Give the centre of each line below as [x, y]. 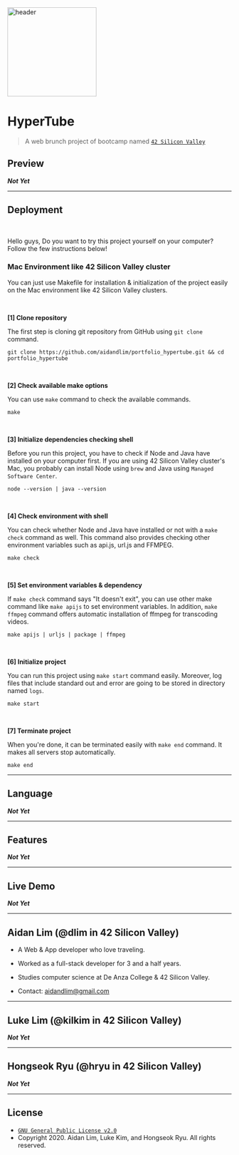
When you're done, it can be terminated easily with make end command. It [115, 744]
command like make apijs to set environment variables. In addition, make [113, 606]
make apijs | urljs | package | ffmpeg [67, 635]
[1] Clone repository [37, 317]
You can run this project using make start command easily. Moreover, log [115, 675]
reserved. [32, 1145]
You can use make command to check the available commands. [99, 399]
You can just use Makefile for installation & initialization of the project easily [118, 282]
